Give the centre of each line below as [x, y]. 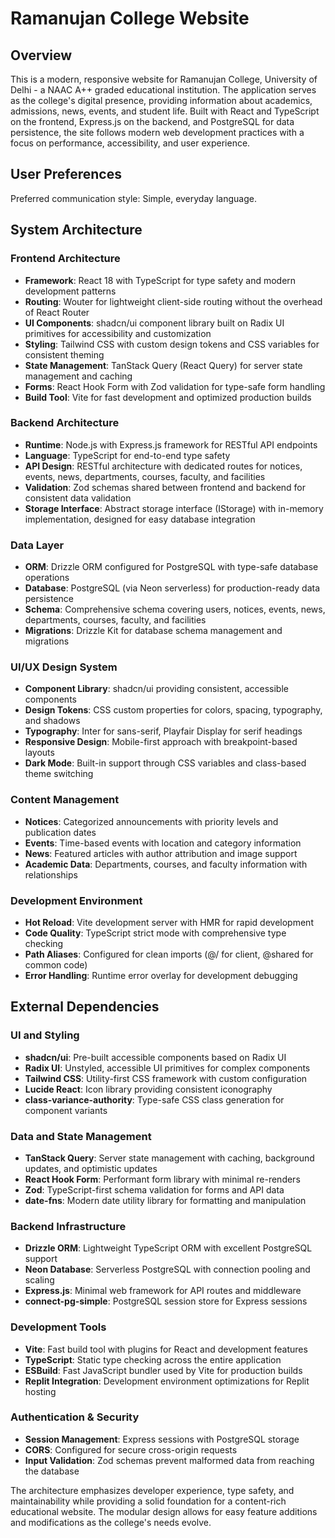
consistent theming [64, 354]
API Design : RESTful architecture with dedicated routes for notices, [163, 466]
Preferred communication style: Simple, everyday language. [133, 198]
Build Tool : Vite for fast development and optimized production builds [168, 397]
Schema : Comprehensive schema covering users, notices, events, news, [175, 609]
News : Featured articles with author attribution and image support [161, 853]
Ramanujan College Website [130, 18]
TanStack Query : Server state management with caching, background [169, 1158]
